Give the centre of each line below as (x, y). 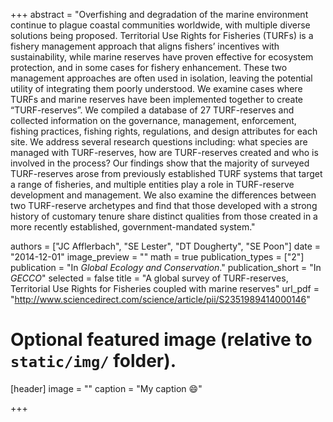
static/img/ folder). (93, 361)
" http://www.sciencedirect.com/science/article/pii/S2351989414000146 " (160, 299)
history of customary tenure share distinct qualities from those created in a (164, 216)
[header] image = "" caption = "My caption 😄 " (106, 388)
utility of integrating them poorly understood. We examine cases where (156, 88)
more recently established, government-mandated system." (133, 227)
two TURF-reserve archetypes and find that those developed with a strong (164, 205)
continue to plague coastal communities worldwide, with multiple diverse (160, 25)
